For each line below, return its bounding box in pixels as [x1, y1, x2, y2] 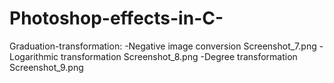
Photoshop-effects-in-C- [9, 7, 224, 30]
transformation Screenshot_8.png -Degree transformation [60, 50, 298, 62]
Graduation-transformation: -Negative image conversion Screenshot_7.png [9, 40, 317, 52]
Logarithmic [9, 50, 59, 62]
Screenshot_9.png [9, 61, 84, 73]
